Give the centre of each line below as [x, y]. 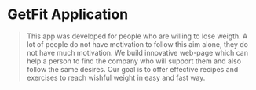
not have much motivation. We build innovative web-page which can [137, 52]
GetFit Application [68, 14]
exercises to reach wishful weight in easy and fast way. [116, 77]
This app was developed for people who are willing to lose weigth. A [137, 36]
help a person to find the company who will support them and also [133, 61]
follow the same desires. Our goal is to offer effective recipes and [132, 69]
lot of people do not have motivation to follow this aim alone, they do [137, 44]
